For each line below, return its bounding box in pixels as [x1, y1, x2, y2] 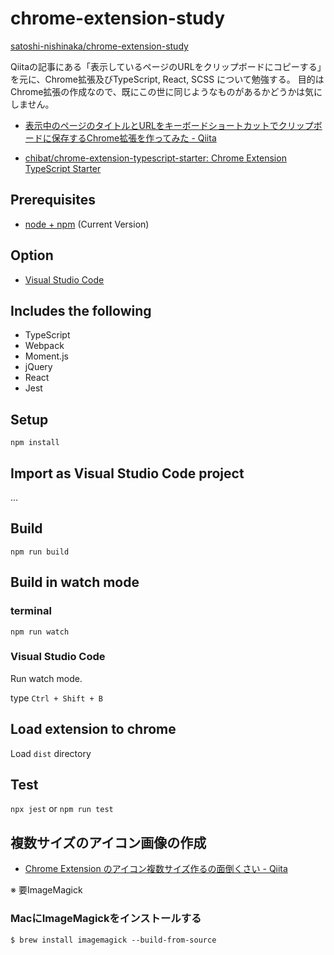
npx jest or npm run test [10, 803, 114, 815]
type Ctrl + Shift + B [10, 692, 103, 704]
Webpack [24, 340, 65, 352]
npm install [10, 438, 60, 448]
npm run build [10, 547, 70, 557]
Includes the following [10, 302, 152, 319]
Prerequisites [10, 192, 96, 209]
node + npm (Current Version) [24, 218, 150, 230]
